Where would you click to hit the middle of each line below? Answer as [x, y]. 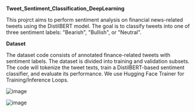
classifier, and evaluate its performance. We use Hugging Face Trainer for [95, 74]
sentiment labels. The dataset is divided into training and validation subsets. [98, 61]
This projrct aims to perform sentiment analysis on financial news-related [95, 20]
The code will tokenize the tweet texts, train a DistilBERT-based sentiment [95, 67]
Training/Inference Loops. [37, 80]
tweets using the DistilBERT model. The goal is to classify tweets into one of [98, 26]
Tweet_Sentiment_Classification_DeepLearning [65, 9]
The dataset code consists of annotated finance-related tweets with [88, 55]
